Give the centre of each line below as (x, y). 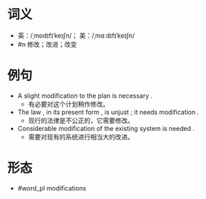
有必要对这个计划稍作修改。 (69, 104)
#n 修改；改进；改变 (47, 44)
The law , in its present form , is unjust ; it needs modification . (108, 112)
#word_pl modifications (52, 188)
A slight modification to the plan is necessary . (85, 96)
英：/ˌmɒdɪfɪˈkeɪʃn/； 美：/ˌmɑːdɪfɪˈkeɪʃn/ (76, 35)
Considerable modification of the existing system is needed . (106, 128)
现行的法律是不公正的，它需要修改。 (81, 120)
